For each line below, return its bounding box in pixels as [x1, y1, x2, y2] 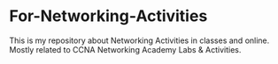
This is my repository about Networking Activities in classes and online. [9, 35, 270, 46]
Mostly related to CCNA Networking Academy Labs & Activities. [9, 44, 242, 54]
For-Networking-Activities [9, 6, 208, 26]
